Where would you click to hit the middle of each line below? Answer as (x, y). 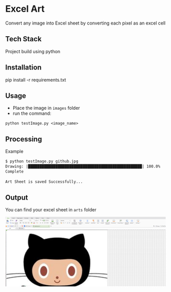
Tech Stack (23, 39)
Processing (24, 139)
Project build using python (33, 51)
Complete (15, 172)
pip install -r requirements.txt (36, 80)
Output (17, 197)
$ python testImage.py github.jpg (42, 161)
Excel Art (25, 9)
